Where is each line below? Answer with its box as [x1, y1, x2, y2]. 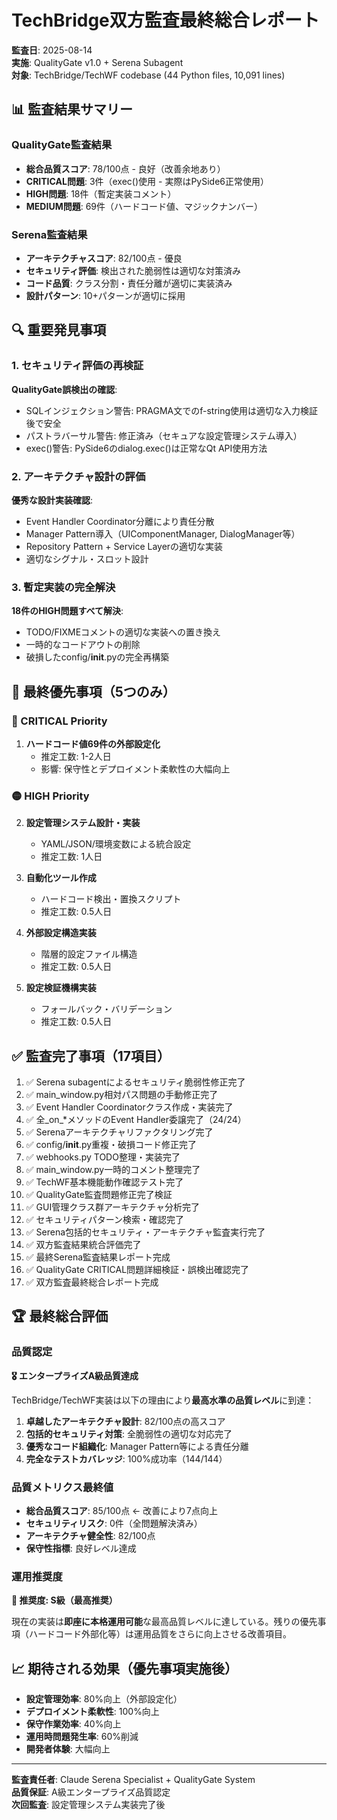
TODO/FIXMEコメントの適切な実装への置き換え [25, 626, 222, 638]
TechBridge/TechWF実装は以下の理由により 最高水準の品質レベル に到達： [11, 1394, 315, 1406]
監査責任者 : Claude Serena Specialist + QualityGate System [11, 1774, 256, 1786]
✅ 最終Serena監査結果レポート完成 [25, 1251, 171, 1263]
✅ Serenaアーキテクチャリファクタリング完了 [25, 1126, 214, 1138]
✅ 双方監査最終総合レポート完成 [25, 1276, 159, 1288]
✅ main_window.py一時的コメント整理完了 [25, 1164, 201, 1175]
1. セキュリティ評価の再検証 [11, 359, 144, 373]
